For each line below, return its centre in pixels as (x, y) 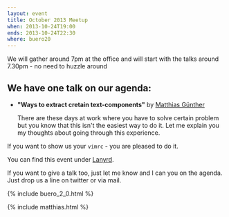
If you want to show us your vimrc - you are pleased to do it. (93, 146)
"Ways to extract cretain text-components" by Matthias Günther (111, 104)
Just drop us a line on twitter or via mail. (64, 180)
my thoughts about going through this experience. (89, 133)
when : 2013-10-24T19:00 (42, 26)
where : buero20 (29, 39)
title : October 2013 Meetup (48, 20)
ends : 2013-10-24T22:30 (42, 33)
